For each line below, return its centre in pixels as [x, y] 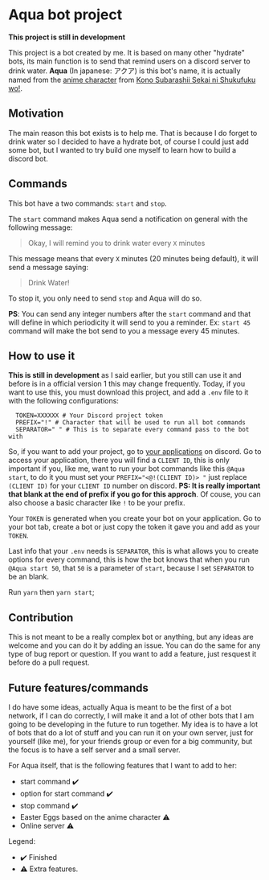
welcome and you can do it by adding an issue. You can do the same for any [134, 645]
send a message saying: [49, 267]
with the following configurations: [63, 401]
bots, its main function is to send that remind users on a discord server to [129, 61]
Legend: [22, 841]
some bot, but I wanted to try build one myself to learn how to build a [122, 149]
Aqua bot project [65, 15]
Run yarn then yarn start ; [51, 592]
